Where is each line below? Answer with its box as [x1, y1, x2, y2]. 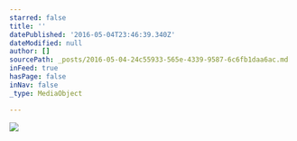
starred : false [9, 13, 67, 23]
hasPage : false [9, 72, 67, 81]
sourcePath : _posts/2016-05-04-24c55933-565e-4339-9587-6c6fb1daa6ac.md [9, 55, 289, 64]
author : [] [9, 47, 51, 56]
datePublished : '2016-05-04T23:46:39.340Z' [9, 30, 176, 39]
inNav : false [9, 80, 59, 89]
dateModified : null [9, 38, 83, 48]
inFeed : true [9, 64, 59, 73]
